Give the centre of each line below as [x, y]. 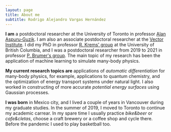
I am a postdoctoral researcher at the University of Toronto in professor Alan [86, 34]
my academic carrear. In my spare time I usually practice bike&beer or [79, 113]
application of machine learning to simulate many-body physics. [73, 61]
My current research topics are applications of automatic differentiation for [85, 71]
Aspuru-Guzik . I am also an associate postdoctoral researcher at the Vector [84, 39]
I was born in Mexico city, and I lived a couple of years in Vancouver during [84, 102]
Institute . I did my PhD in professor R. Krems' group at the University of [80, 45]
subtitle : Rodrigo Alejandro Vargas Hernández [56, 19]
